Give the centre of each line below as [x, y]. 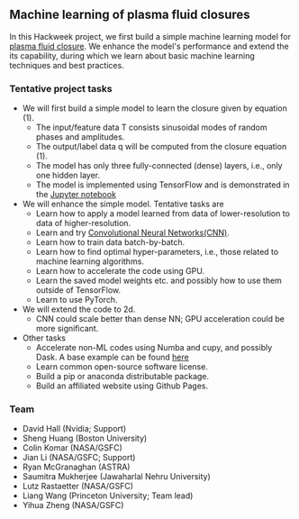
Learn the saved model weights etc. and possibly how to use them [159, 281]
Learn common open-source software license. [122, 367]
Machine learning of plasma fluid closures [130, 15]
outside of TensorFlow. [78, 290]
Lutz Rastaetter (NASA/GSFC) [77, 487]
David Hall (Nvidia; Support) [74, 429]
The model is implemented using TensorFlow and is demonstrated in [163, 185]
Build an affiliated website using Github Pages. [122, 386]
